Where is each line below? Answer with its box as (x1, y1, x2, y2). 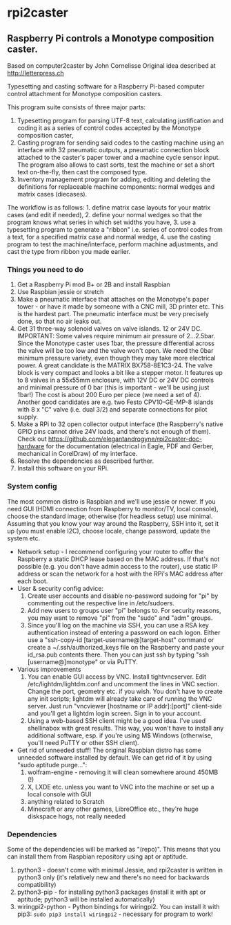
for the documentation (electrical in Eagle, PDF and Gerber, (46, 442, 214, 450)
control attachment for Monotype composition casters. (7, 90, 163, 98)
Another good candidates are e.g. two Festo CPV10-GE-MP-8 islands (17, 398, 214, 406)
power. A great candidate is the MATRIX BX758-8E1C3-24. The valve (17, 361, 213, 369)
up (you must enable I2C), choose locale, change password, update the (7, 526, 210, 535)
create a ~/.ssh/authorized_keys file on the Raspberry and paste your (27, 643, 225, 651)
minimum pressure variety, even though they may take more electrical (17, 354, 216, 363)
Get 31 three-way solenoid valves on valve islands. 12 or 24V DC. (17, 324, 202, 333)
